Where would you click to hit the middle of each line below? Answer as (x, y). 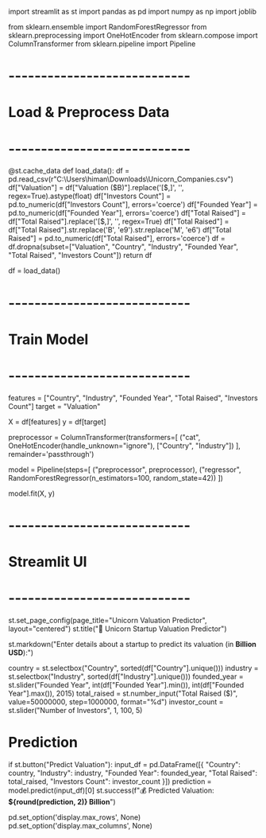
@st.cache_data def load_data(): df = (69, 171)
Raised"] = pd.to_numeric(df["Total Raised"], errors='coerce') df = (117, 239)
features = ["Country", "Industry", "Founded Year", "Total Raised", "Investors (133, 398)
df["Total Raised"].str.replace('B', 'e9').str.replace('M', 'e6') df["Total (120, 230)
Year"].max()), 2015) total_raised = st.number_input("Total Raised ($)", (123, 693)
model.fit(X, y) (32, 493)
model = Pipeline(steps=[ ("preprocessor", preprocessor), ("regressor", (125, 470)
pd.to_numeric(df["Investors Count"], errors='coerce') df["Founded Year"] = (133, 205)
